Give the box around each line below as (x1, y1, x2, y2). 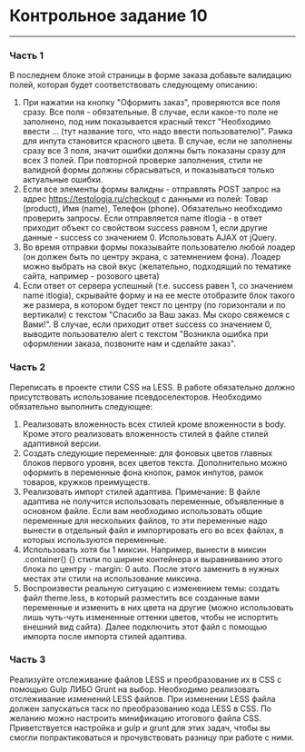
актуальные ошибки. (22, 174, 103, 185)
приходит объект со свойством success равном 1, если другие (22, 223, 268, 233)
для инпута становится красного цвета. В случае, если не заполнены (22, 135, 293, 146)
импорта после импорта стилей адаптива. (22, 630, 188, 641)
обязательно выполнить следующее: (9, 401, 153, 411)
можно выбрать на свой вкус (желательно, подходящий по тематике (22, 261, 292, 272)
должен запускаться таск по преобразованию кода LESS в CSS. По (9, 703, 272, 714)
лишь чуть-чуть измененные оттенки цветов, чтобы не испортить (22, 611, 279, 622)
